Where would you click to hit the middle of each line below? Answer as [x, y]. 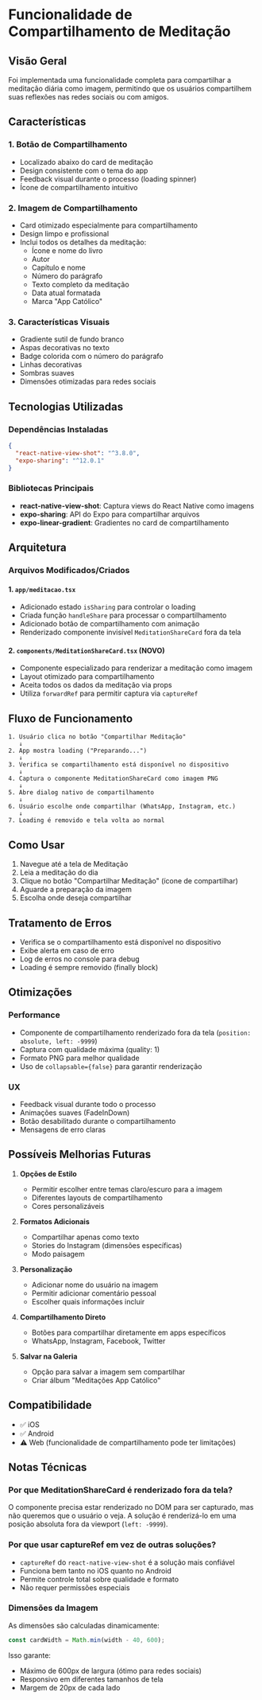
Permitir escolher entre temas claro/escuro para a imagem [127, 1189]
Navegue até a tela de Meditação [74, 864]
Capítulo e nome [58, 267]
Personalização [46, 1269]
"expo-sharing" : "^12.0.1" [60, 460]
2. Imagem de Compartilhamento [73, 208]
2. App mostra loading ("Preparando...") [78, 751]
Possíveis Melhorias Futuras [80, 1154]
